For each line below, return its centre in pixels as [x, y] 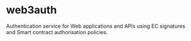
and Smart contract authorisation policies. [57, 32]
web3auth [32, 10]
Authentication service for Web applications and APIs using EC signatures [96, 26]
